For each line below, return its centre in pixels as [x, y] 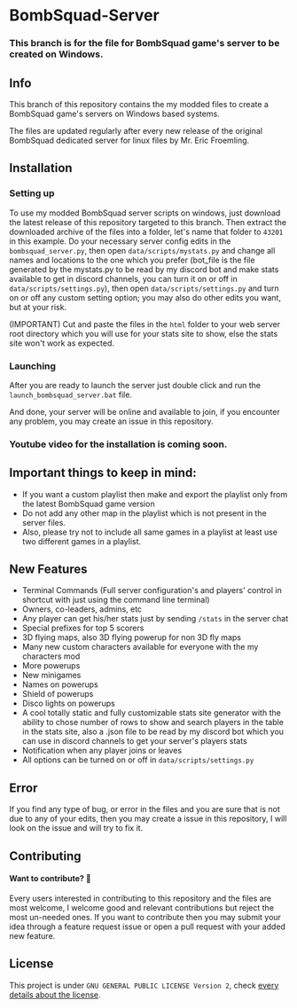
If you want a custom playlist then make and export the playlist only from [155, 494]
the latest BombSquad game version [88, 504]
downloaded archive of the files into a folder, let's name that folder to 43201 [146, 231]
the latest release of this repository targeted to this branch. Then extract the [148, 222]
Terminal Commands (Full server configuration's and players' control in [152, 590]
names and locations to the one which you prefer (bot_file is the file [132, 260]
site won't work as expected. [62, 343]
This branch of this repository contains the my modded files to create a [139, 104]
